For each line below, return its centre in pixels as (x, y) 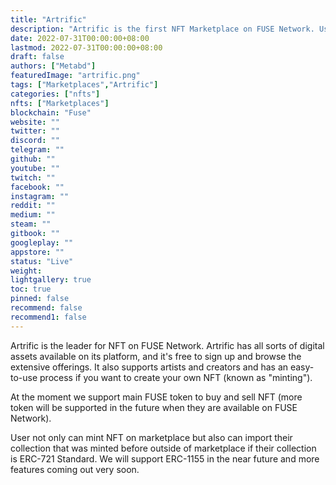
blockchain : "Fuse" (51, 112)
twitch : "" (33, 177)
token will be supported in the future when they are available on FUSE (154, 407)
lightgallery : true (51, 280)
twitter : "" (35, 131)
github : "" (33, 159)
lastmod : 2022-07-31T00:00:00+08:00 (86, 47)
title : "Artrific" (48, 19)
